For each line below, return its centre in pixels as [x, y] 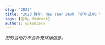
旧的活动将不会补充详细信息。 [35, 38]
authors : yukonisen [25, 23]
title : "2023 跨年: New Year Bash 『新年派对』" [53, 14]
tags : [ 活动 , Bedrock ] [28, 19]
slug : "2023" [18, 10]
